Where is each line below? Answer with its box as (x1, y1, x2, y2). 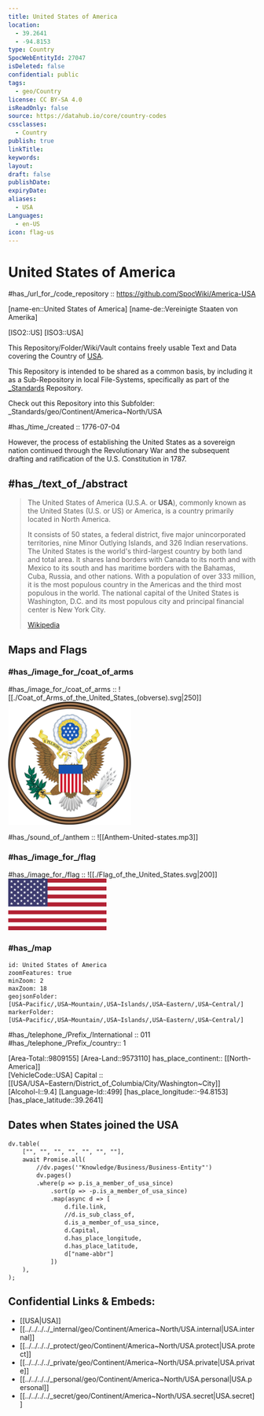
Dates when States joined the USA (8, 1118, 179, 1131)
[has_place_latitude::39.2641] (8, 1095, 104, 1105)
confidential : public (8, 71, 79, 79)
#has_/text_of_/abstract (8, 476, 128, 491)
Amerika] (8, 313, 38, 322)
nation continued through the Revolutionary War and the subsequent (8, 446, 230, 455)
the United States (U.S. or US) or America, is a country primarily (27, 506, 234, 516)
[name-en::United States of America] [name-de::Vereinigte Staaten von (8, 304, 238, 314)
